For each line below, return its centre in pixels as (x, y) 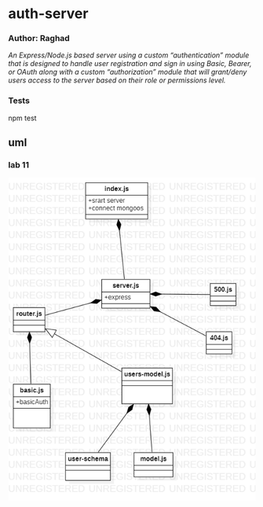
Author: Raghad (39, 39)
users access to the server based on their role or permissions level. (117, 80)
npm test (22, 118)
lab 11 (19, 165)
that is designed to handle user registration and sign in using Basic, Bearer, (130, 64)
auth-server (48, 14)
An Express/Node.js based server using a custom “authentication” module (129, 55)
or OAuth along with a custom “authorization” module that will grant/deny (128, 72)
